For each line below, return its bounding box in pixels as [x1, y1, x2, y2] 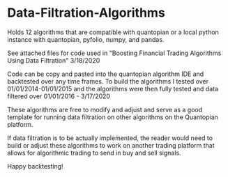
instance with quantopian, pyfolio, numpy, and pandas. [7, 35, 165, 43]
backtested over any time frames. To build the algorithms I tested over [7, 77, 209, 85]
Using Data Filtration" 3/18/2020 [7, 56, 100, 64]
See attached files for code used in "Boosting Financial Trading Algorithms [7, 49, 222, 57]
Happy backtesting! [7, 162, 64, 170]
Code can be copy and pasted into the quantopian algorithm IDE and [7, 70, 204, 78]
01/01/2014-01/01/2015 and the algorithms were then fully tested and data [7, 84, 218, 93]
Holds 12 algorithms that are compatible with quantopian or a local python [7, 28, 220, 36]
